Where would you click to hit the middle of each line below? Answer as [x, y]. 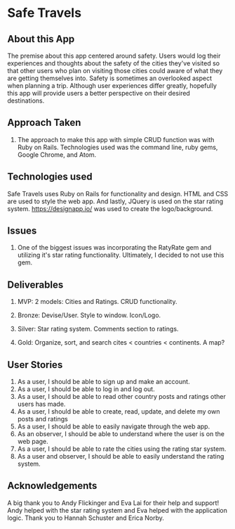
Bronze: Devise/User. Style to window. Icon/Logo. [89, 315]
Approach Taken [44, 123]
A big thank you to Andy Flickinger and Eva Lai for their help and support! [113, 503]
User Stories [35, 365]
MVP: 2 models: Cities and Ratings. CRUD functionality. [97, 302]
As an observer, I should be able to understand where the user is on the [121, 434]
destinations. [26, 101]
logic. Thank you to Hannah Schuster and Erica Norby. [86, 518]
